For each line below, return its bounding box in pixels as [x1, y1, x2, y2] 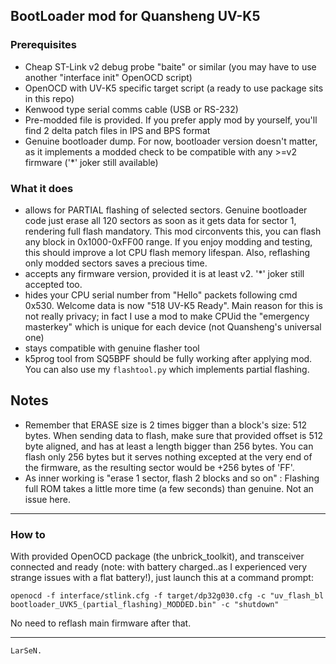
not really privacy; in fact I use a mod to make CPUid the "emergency [24, 310, 310, 322]
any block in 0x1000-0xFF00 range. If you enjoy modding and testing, [24, 235, 313, 248]
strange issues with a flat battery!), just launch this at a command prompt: [10, 572, 314, 584]
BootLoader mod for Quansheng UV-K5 [10, 8, 261, 25]
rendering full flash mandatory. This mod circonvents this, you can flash [24, 225, 322, 237]
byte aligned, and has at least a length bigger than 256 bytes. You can [24, 440, 314, 452]
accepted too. [24, 278, 83, 290]
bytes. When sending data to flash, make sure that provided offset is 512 [24, 429, 323, 441]
